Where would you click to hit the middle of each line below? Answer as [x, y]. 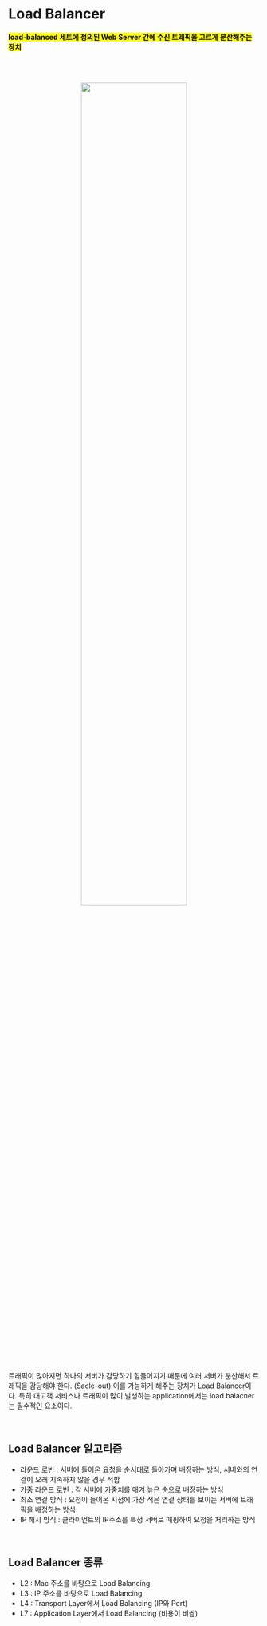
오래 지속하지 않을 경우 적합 [77, 1479]
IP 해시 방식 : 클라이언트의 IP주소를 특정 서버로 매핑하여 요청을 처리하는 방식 [137, 1519]
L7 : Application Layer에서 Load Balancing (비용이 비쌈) [109, 1613]
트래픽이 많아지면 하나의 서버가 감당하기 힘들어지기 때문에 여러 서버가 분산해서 [130, 1375]
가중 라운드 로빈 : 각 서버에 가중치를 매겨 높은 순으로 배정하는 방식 [122, 1489]
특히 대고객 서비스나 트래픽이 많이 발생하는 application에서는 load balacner [137, 1395]
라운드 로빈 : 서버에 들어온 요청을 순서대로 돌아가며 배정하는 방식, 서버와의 [134, 1469]
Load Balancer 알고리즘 [65, 1449]
